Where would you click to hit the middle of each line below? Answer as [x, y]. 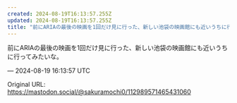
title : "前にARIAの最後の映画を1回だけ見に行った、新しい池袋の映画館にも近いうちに [117, 27]
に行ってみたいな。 [35, 56]
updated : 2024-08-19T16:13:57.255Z [60, 20]
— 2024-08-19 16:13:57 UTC [49, 71]
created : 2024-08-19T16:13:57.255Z [60, 14]
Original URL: [26, 85]
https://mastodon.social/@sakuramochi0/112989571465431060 [99, 92]
